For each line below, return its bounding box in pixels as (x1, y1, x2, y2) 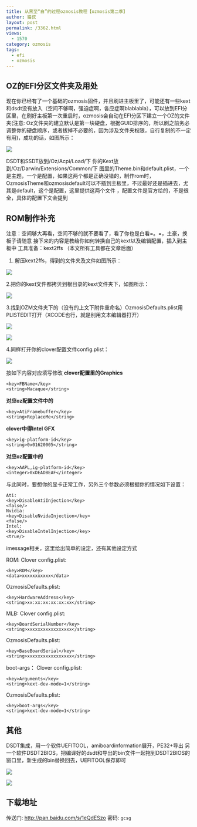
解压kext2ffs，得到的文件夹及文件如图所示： (14, 257, 122, 264)
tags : (6, 47, 19, 53)
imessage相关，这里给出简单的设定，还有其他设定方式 (6, 545, 138, 552)
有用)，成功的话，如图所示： (6, 134, 75, 141)
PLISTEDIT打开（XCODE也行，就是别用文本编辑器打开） (6, 312, 142, 319)
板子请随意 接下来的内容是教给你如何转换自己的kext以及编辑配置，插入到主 (6, 237, 188, 244)
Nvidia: (6, 508, 25, 514)
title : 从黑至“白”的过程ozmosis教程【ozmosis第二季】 (6, 8, 128, 15)
